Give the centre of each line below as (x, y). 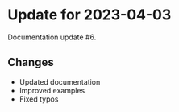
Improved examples (52, 90)
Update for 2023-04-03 (89, 15)
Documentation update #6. (52, 37)
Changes (31, 62)
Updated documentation (60, 81)
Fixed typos (39, 99)
